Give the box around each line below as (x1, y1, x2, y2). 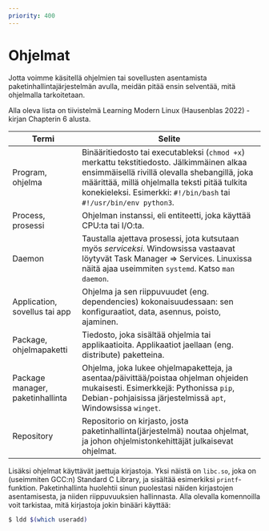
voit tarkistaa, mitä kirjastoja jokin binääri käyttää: (8, 500, 171, 509)
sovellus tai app (12, 306, 71, 317)
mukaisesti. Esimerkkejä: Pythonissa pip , (82, 382, 235, 393)
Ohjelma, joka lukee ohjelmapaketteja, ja (82, 362, 233, 373)
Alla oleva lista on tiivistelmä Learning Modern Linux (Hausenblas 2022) (8, 105, 245, 115)
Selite (158, 133, 181, 144)
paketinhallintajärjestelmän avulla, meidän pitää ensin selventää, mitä (8, 81, 236, 91)
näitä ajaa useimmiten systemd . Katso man (82, 262, 235, 274)
